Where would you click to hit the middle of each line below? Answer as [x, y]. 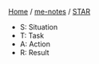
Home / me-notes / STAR [49, 12]
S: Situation [39, 27]
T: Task [32, 36]
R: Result [34, 52]
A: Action [35, 44]
